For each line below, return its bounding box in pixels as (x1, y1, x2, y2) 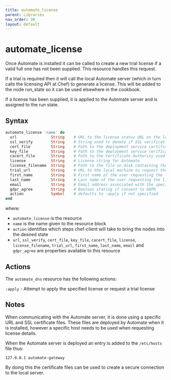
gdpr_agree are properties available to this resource (12, 248, 121, 254)
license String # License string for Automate (10, 158, 140, 163)
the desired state (12, 231, 48, 238)
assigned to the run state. (5, 102, 59, 108)
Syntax (5, 116, 28, 125)
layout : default (5, 21, 40, 27)
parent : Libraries (5, 12, 44, 17)
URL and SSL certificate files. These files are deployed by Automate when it (5, 319, 164, 326)
